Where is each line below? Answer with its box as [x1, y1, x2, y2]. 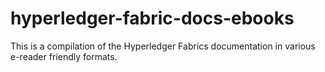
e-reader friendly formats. [10, 50, 118, 62]
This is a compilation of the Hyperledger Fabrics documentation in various [10, 40, 316, 52]
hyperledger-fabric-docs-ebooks [10, 7, 295, 30]
